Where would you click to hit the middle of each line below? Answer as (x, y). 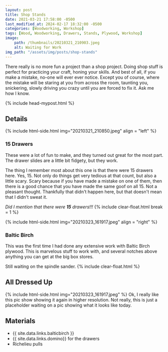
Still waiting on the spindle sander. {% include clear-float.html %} (73, 266)
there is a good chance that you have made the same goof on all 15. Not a (81, 186)
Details (16, 119)
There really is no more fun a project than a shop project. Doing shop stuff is (84, 67)
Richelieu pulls (27, 344)
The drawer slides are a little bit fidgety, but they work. (62, 160)
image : (12, 38)
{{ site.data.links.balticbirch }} (43, 333)
